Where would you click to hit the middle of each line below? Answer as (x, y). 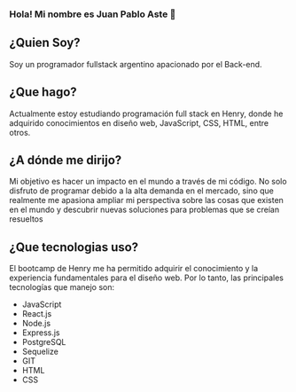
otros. (20, 132)
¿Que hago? (43, 92)
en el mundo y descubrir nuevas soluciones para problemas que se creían (144, 210)
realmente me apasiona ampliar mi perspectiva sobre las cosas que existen (146, 200)
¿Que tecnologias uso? (74, 247)
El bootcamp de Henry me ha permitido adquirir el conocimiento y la (134, 269)
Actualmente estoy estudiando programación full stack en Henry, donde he (146, 114)
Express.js (41, 333)
